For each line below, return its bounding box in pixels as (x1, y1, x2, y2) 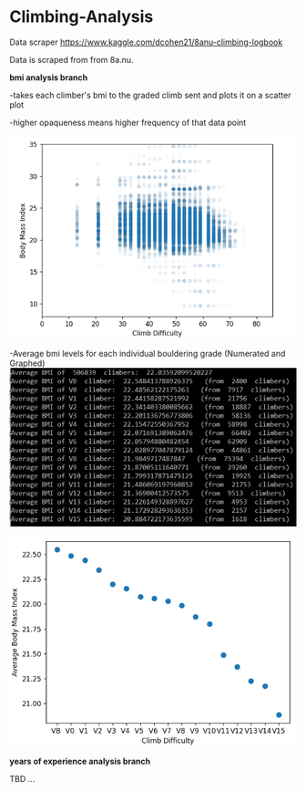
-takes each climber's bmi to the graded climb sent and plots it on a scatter (9, 89, 291, 100)
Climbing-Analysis (9, 6, 154, 27)
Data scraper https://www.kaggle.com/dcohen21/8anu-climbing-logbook (9, 36, 283, 47)
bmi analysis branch (9, 71, 88, 83)
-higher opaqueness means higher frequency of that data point (9, 117, 247, 128)
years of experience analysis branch (9, 756, 151, 767)
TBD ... (9, 774, 36, 785)
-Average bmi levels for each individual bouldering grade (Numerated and (9, 348, 286, 359)
